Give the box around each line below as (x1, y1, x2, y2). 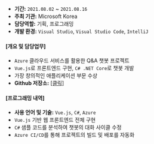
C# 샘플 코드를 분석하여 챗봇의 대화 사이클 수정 (14, 124, 122, 131)
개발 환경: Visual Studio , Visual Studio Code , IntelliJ (14, 28, 149, 35)
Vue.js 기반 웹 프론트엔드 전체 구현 (14, 116, 96, 124)
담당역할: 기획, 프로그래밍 (14, 20, 74, 27)
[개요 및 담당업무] (5, 43, 46, 50)
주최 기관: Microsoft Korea (14, 13, 78, 20)
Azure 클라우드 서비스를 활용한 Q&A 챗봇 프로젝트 (14, 57, 130, 64)
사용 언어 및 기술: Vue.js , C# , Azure (14, 109, 96, 116)
